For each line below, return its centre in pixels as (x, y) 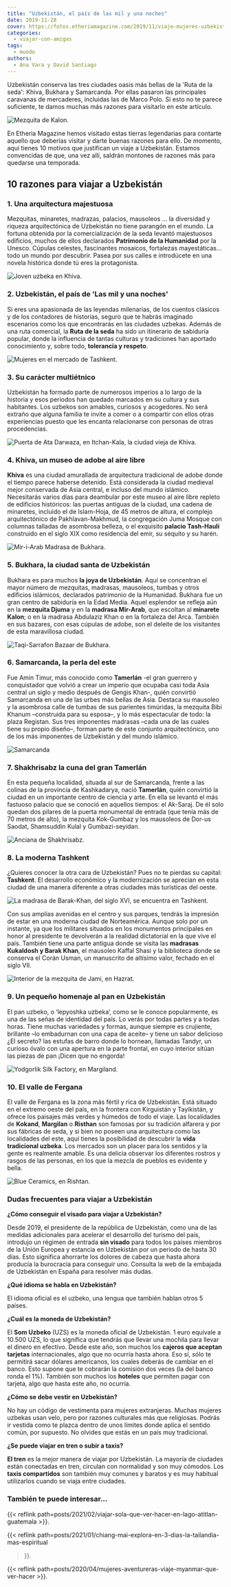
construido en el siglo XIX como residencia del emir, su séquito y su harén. (113, 534)
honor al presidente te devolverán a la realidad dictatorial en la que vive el (112, 936)
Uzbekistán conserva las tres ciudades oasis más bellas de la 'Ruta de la (110, 84)
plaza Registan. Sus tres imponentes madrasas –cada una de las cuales (108, 721)
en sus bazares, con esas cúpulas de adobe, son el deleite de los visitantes (114, 624)
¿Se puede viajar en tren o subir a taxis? (65, 1446)
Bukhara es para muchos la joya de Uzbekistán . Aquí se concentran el (107, 580)
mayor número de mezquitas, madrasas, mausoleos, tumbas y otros (103, 587)
